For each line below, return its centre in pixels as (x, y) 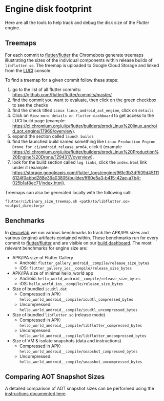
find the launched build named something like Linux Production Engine (84, 141)
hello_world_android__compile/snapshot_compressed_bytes (79, 351)
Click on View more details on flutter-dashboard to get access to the (83, 115)
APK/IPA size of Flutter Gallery (42, 257)
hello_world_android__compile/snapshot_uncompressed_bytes (81, 362)
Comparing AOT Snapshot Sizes (55, 377)
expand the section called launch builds (53, 136)
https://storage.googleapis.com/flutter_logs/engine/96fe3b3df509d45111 (85, 173)
